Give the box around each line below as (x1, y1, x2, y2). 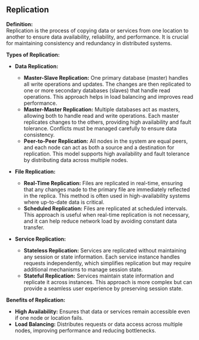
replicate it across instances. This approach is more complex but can (23, 278, 192, 285)
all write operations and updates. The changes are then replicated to (23, 80, 191, 88)
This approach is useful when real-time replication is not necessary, (23, 211, 190, 218)
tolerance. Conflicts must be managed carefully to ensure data (23, 124, 177, 132)
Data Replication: (14, 63, 58, 70)
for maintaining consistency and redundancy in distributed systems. (6, 39, 172, 46)
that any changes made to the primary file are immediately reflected (23, 186, 190, 193)
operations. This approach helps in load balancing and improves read (23, 93, 194, 100)
